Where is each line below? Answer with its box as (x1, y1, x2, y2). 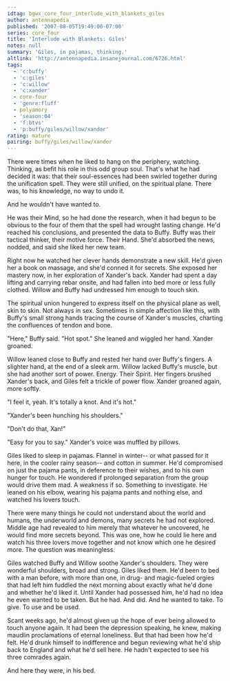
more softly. (7, 385, 41, 393)
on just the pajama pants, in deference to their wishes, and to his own (7, 466, 205, 474)
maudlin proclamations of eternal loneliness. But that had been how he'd (7, 631, 213, 640)
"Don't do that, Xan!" (7, 425, 66, 433)
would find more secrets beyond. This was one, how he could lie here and (7, 531, 217, 539)
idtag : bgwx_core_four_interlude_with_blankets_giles (7, 10, 165, 17)
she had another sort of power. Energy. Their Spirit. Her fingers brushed (7, 370, 211, 378)
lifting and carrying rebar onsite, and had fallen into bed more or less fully (7, 278, 216, 287)
